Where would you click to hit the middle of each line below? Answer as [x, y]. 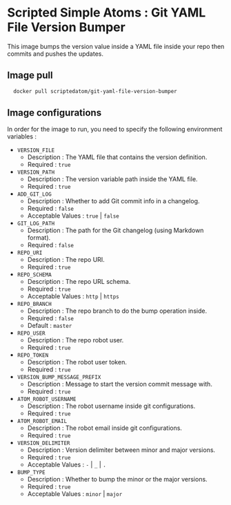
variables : [22, 136]
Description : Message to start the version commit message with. [120, 384]
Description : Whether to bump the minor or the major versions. [118, 480]
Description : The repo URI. [66, 260]
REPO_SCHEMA [34, 275]
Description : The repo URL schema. [79, 282]
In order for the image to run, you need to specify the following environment [115, 130]
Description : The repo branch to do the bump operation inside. [117, 311]
